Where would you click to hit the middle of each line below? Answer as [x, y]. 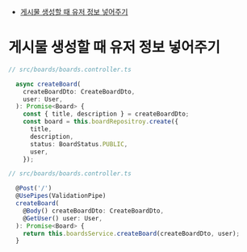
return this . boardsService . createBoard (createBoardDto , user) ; [132, 233]
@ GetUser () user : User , [63, 218]
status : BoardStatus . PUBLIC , [79, 144]
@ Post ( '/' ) [34, 188]
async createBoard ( [48, 84]
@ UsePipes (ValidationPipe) [61, 196]
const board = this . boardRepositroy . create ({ [101, 122]
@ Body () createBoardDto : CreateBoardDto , [93, 211]
